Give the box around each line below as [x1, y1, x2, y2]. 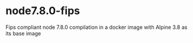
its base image [5, 29, 41, 37]
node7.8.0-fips [5, 4, 81, 18]
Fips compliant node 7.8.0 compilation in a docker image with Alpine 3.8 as [5, 24, 188, 31]
